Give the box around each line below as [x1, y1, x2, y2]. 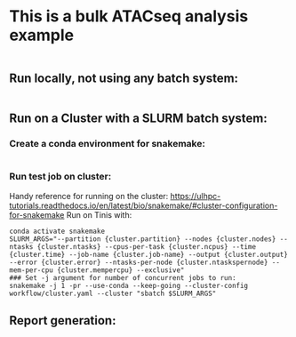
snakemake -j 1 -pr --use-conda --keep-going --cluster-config [9, 281, 249, 290]
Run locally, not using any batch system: [9, 71, 238, 86]
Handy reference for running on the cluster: [9, 190, 169, 201]
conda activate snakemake [9, 227, 105, 236]
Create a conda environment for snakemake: [9, 138, 206, 150]
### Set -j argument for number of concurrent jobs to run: [9, 273, 237, 282]
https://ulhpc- [170, 190, 221, 201]
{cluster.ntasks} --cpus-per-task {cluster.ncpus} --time [36, 242, 256, 251]
